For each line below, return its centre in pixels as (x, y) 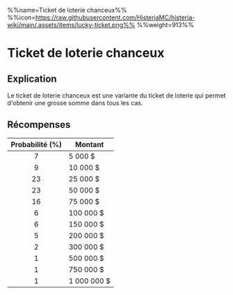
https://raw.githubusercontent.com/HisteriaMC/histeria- (115, 17)
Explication (32, 78)
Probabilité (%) (37, 144)
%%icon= (22, 17)
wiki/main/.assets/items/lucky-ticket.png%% (71, 25)
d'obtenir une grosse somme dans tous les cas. (75, 103)
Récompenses (39, 125)
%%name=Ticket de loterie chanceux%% (67, 10)
